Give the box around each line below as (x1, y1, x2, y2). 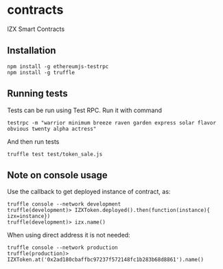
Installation (7, 45, 56, 56)
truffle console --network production (7, 244, 118, 251)
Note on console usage (7, 169, 108, 181)
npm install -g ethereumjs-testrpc (7, 63, 109, 70)
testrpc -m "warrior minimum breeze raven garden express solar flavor (7, 119, 216, 126)
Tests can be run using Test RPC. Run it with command (7, 106, 163, 114)
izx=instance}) (7, 213, 51, 220)
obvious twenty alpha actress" (7, 125, 97, 132)
